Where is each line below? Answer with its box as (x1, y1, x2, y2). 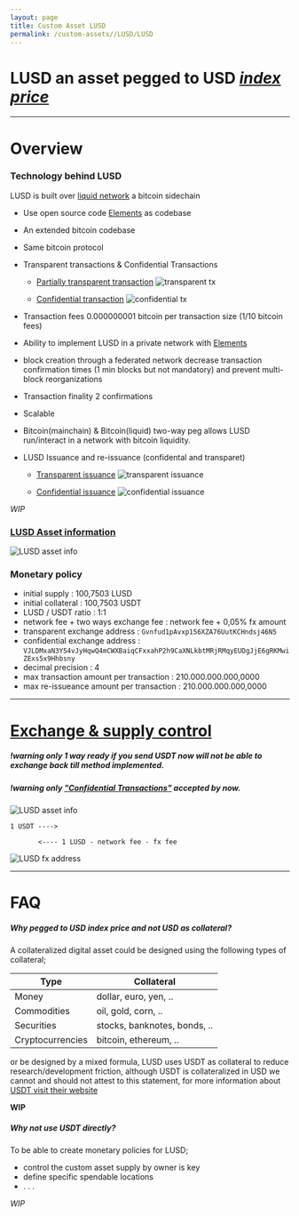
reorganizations (44, 373, 103, 384)
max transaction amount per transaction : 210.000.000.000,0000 (22, 672, 260, 683)
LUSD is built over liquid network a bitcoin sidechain (10, 190, 201, 201)
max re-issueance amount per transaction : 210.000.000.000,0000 (22, 681, 267, 692)
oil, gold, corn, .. (96, 1005, 163, 1018)
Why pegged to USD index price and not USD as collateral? (10, 922, 232, 933)
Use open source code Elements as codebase (22, 207, 192, 218)
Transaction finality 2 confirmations (22, 390, 153, 401)
